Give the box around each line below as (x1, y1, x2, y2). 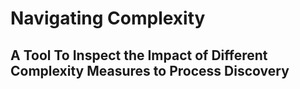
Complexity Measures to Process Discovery (10, 62, 290, 79)
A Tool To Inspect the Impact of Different (10, 47, 268, 64)
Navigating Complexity (10, 7, 206, 30)
